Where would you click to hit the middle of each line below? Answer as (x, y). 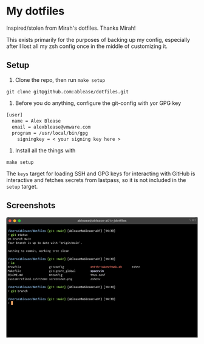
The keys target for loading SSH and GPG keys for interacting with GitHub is (101, 174)
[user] (15, 115)
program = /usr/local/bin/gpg (50, 133)
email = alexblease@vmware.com (51, 127)
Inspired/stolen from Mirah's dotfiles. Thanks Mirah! (71, 28)
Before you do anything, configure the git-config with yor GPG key (98, 103)
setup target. (22, 186)
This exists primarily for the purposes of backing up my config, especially (98, 39)
